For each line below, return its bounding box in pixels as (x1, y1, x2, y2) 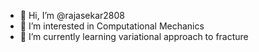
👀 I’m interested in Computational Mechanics (19, 20, 205, 32)
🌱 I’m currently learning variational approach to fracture (19, 31, 249, 42)
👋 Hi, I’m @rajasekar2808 (19, 10, 125, 21)
